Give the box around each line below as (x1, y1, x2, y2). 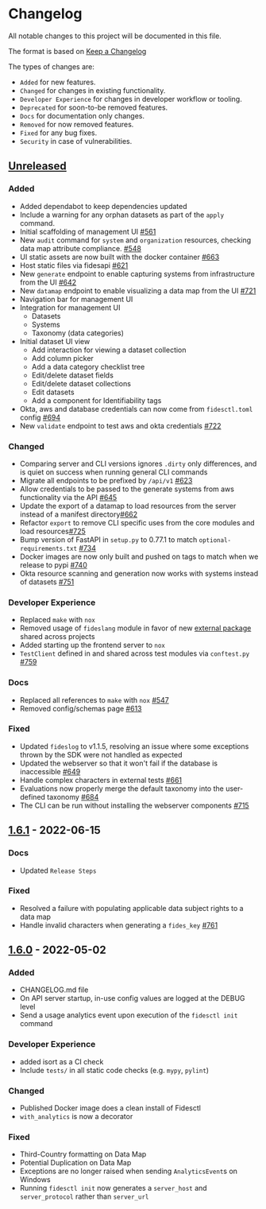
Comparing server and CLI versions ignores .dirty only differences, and (19, 459, 257, 468)
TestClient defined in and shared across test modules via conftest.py (19, 649, 250, 658)
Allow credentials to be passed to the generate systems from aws (19, 484, 234, 494)
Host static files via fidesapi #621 (19, 260, 129, 270)
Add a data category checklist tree (31, 362, 145, 371)
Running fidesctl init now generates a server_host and (19, 1184, 208, 1193)
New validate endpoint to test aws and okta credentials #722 (19, 420, 222, 430)
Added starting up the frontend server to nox (19, 641, 165, 650)
